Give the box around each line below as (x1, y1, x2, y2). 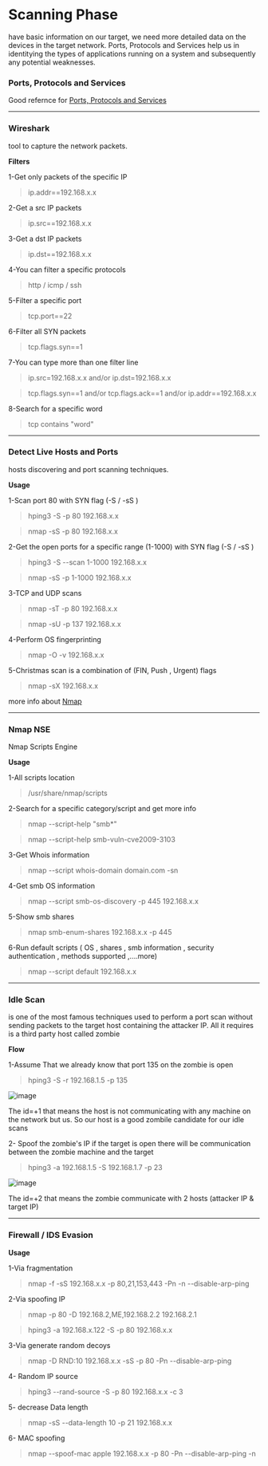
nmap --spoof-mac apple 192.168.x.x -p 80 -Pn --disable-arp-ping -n (27, 1448, 257, 1458)
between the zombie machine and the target (8, 1147, 154, 1157)
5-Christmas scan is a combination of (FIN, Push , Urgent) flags (8, 665, 217, 675)
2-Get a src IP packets (8, 203, 82, 212)
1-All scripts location (8, 773, 75, 782)
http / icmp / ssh (27, 280, 82, 290)
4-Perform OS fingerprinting (8, 634, 102, 644)
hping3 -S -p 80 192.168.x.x (27, 510, 120, 520)
